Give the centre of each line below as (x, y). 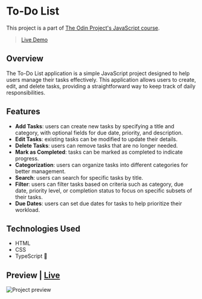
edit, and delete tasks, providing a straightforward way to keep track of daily (101, 86)
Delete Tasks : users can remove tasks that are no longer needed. (96, 145)
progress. (27, 158)
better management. (40, 171)
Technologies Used (43, 228)
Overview (25, 59)
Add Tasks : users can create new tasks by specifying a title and (95, 126)
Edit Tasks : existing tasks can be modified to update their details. (96, 139)
